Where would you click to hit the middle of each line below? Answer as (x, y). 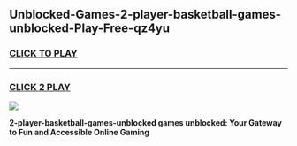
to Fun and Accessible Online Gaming (80, 132)
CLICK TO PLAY (43, 54)
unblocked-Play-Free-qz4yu (90, 29)
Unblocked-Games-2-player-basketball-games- (145, 15)
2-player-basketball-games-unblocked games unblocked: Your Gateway (146, 122)
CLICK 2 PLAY (40, 87)
